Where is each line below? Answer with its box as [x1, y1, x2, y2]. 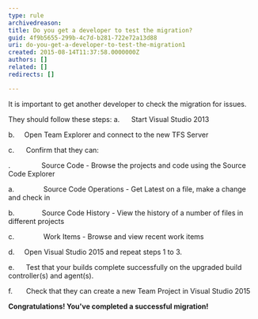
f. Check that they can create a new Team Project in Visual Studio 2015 [8, 286, 251, 295]
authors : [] [8, 56, 47, 64]
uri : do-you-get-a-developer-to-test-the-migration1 [8, 41, 186, 49]
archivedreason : [8, 19, 62, 27]
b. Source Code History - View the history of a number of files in [8, 207, 244, 218]
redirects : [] [8, 70, 55, 78]
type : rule [8, 11, 44, 20]
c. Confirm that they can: [8, 145, 99, 154]
